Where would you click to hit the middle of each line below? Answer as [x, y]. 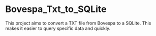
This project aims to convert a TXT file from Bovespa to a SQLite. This [78, 23]
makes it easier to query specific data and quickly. [58, 28]
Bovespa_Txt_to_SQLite [56, 9]
